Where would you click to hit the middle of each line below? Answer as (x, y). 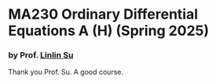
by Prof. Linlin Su (41, 55)
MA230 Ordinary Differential (103, 14)
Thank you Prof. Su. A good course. (66, 72)
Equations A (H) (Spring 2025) (109, 31)
